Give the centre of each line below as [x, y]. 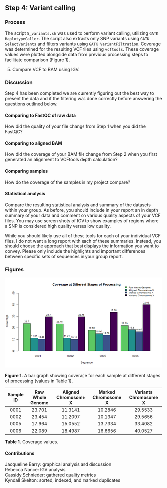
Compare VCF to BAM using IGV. [46, 69]
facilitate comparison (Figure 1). [38, 60]
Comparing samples [27, 171]
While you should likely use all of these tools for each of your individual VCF [83, 235]
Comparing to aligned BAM [34, 143]
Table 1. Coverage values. [32, 442]
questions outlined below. [32, 104]
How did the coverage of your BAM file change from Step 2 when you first [81, 154]
